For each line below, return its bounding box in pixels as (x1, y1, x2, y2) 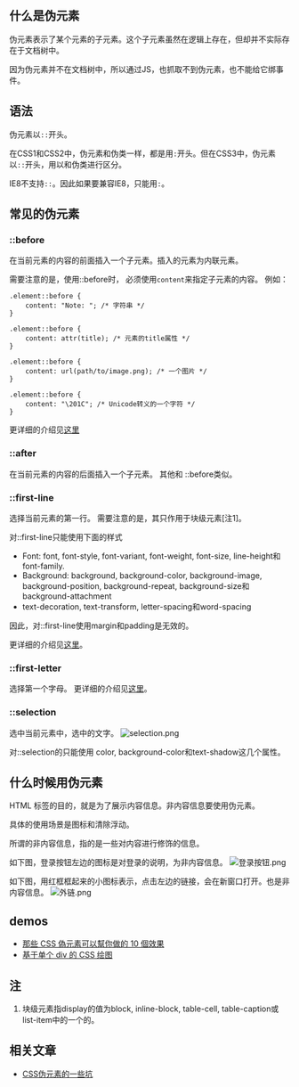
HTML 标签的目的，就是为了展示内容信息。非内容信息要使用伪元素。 (9, 800, 260, 811)
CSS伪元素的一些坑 (21, 1068, 93, 1079)
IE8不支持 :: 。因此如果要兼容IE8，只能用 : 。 (9, 177, 170, 189)
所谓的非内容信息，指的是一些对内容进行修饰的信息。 (9, 838, 205, 849)
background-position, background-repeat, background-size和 (21, 580, 250, 591)
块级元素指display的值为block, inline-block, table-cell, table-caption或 (21, 1003, 279, 1014)
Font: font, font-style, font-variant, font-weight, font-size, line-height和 (21, 551, 281, 561)
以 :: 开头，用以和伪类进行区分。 (9, 159, 127, 169)
